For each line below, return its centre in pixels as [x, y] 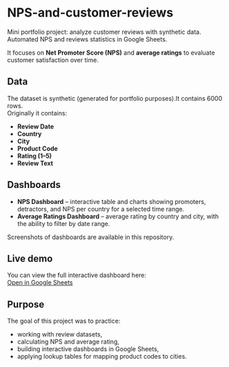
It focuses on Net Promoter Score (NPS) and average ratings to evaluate [111, 53]
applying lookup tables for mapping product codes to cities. [102, 357]
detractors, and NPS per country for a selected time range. [101, 209]
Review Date [36, 126]
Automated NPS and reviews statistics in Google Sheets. [87, 39]
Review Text [35, 163]
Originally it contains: [37, 113]
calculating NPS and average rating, [68, 342]
